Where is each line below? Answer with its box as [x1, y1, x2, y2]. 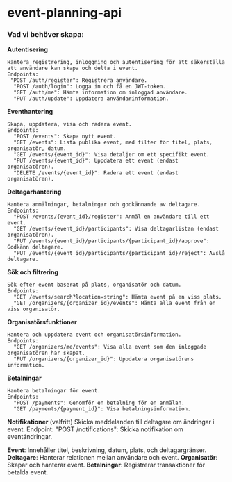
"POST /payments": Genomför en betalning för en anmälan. [13, 399, 185, 407]
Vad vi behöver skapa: [7, 30, 85, 40]
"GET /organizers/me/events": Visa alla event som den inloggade [13, 344, 207, 351]
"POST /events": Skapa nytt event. [13, 133, 117, 140]
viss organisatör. [7, 306, 60, 313]
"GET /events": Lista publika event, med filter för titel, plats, [13, 139, 213, 147]
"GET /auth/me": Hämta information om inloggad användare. [13, 89, 188, 97]
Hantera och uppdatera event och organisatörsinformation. [7, 331, 182, 338]
